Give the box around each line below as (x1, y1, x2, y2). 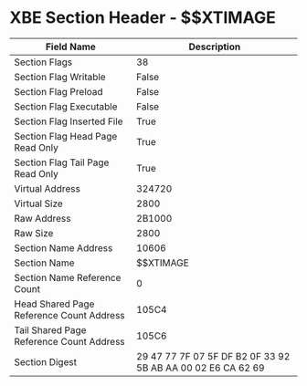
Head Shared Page (14, 297, 95, 310)
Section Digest (14, 355, 78, 368)
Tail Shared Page (14, 323, 87, 336)
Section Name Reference (14, 271, 122, 284)
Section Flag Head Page (14, 130, 118, 142)
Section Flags (14, 56, 73, 68)
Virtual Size (14, 197, 64, 210)
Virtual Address (14, 182, 80, 194)
